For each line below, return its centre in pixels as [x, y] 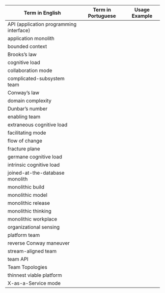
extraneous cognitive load [38, 125]
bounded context [27, 46]
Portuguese [102, 16]
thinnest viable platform [35, 275]
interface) [19, 30]
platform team [24, 235]
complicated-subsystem [36, 78]
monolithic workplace [32, 219]
